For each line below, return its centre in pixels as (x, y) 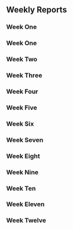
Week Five (22, 108)
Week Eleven (25, 204)
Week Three (24, 76)
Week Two (22, 60)
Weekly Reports (36, 10)
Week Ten (21, 188)
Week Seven (25, 139)
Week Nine (22, 172)
